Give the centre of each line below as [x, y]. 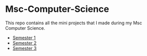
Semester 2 [24, 43]
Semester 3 [24, 48]
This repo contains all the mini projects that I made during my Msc [74, 23]
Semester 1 [24, 38]
